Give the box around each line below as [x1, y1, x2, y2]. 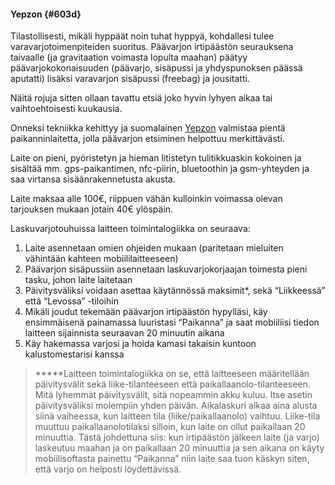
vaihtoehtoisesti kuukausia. [10, 103, 123, 115]
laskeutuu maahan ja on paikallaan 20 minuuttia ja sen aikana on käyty [34, 442, 325, 454]
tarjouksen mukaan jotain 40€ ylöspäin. [10, 203, 174, 215]
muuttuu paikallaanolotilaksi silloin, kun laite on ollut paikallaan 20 [34, 421, 306, 433]
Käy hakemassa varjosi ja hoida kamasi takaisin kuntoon [24, 338, 257, 350]
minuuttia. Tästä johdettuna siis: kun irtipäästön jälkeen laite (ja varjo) [34, 431, 320, 444]
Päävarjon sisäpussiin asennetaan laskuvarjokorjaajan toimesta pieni [24, 263, 308, 275]
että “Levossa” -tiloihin [24, 295, 119, 307]
